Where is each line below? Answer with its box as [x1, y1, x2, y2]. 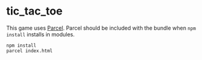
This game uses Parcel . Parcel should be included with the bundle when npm [6, 24, 196, 32]
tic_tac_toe [6, 4, 62, 18]
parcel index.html [6, 47, 53, 54]
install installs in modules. [6, 30, 75, 38]
